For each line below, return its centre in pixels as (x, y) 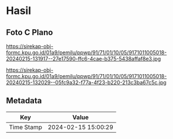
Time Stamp (26, 127)
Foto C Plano (30, 32)
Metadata (24, 101)
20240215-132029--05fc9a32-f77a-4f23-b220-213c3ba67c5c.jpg (86, 82)
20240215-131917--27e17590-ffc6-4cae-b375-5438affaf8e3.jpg (84, 59)
